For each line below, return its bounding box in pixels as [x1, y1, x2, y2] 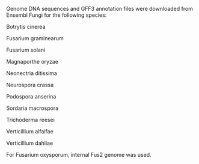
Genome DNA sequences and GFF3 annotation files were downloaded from [6, 5, 194, 12]
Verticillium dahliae [6, 139, 54, 147]
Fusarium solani [6, 46, 46, 53]
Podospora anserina [6, 93, 57, 100]
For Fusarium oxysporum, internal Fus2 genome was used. [6, 151, 152, 158]
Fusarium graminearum [6, 35, 64, 41]
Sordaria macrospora [6, 105, 59, 112]
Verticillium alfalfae [6, 128, 54, 135]
